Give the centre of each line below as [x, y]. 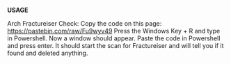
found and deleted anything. [48, 53]
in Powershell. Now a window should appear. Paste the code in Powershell [114, 38]
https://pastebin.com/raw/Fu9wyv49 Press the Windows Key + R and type [114, 31]
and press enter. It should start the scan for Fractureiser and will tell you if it [115, 46]
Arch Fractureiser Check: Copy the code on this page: [85, 23]
